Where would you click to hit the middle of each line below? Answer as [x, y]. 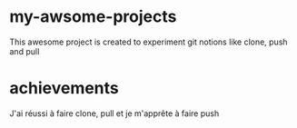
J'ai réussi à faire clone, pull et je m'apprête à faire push [114, 113]
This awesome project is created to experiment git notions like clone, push [148, 42]
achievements [64, 89]
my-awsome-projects [93, 17]
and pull [25, 51]
